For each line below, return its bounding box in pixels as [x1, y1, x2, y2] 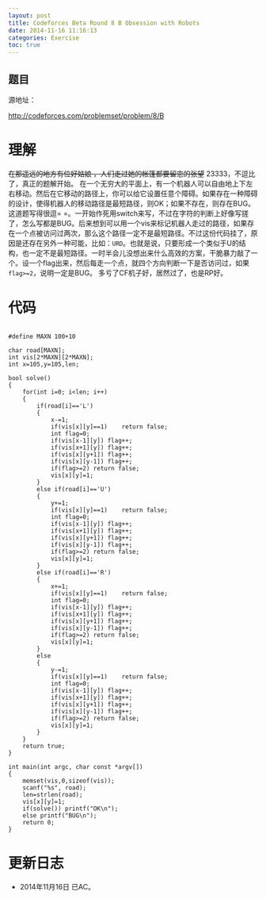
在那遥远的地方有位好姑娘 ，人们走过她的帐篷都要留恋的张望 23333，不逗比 [8, 168, 256, 179]
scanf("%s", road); [22, 783, 87, 792]
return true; [22, 742, 66, 750]
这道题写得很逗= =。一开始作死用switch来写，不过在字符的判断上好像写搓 [8, 208, 249, 218]
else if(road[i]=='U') [36, 485, 112, 493]
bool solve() [8, 374, 51, 382]
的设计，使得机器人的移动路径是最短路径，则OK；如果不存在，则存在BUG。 [8, 198, 256, 208]
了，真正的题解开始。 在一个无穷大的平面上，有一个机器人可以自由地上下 [8, 179, 246, 188]
